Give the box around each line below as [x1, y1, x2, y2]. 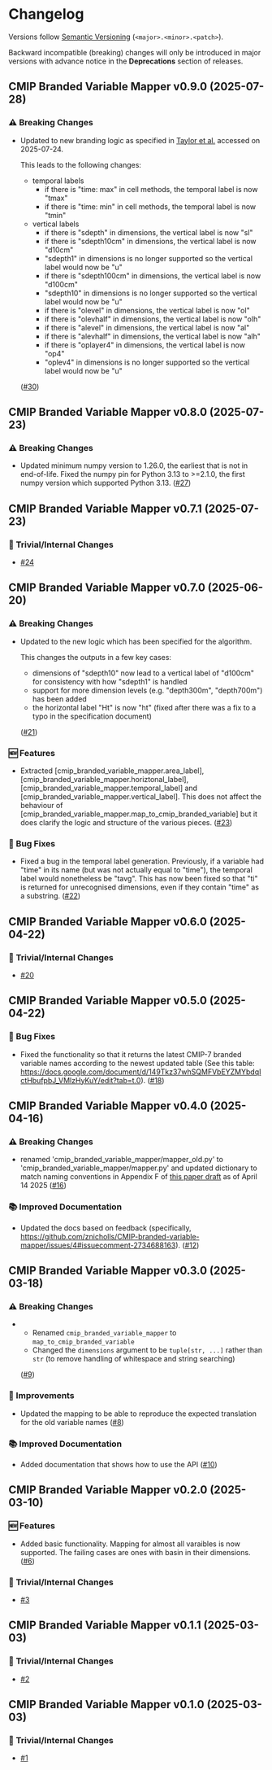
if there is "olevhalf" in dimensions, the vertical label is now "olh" [44, 314, 261, 324]
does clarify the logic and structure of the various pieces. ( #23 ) [19, 817, 233, 827]
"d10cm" [44, 245, 74, 255]
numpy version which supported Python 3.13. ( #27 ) [19, 478, 192, 488]
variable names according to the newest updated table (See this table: [19, 1058, 255, 1068]
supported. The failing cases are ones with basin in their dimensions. [19, 1547, 251, 1557]
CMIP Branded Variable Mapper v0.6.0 [8, 915, 207, 929]
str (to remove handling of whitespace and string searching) [32, 1354, 235, 1364]
